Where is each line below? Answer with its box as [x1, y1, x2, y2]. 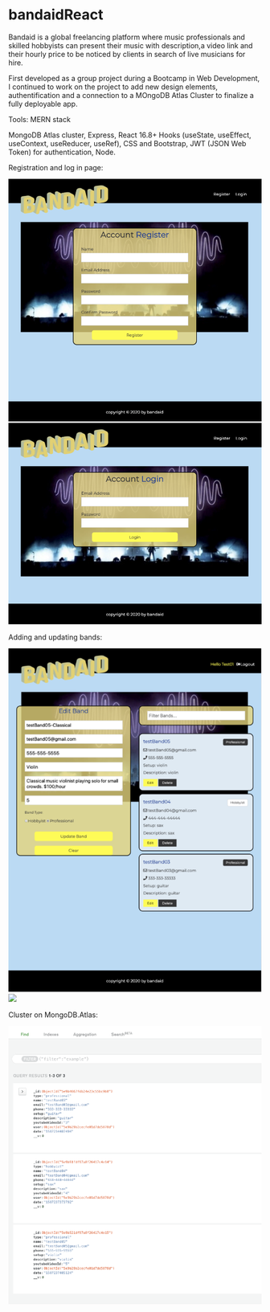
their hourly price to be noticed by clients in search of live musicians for [8, 49, 246, 59]
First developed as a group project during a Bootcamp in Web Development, [8, 73, 260, 83]
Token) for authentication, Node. [8, 147, 117, 157]
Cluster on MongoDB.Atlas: [8, 1010, 98, 1020]
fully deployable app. [8, 99, 78, 108]
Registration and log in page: [8, 162, 104, 172]
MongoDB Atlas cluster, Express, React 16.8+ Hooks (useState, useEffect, [8, 130, 252, 140]
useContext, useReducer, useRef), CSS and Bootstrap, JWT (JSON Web [8, 138, 247, 148]
